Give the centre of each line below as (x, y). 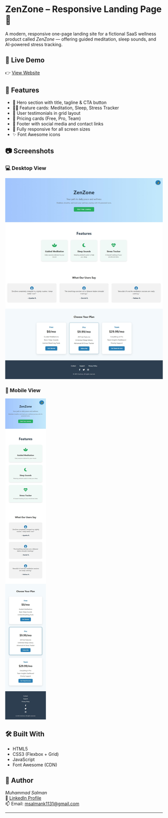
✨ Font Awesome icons (36, 134)
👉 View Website (22, 72)
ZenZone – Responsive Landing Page (83, 9)
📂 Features (22, 91)
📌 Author (19, 781)
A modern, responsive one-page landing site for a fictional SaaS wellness (81, 34)
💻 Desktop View (26, 168)
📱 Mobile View (23, 390)
